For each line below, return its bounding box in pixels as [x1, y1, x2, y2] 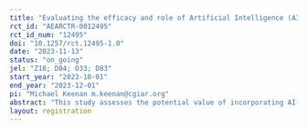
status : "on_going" [9, 55, 84, 64]
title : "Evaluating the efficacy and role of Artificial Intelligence [9, 13, 284, 23]
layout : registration [9, 106, 92, 115]
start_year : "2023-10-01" [9, 73, 108, 82]
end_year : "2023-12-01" [9, 81, 101, 90]
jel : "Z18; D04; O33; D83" [9, 64, 112, 74]
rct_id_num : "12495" [9, 30, 89, 39]
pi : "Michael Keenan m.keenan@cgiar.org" [9, 89, 170, 98]
